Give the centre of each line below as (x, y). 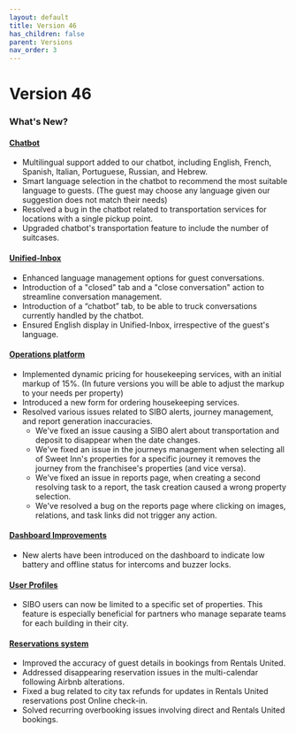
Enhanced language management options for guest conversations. (143, 278)
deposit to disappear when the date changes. (118, 440)
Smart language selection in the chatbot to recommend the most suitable (155, 181)
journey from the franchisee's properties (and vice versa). (140, 468)
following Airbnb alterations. (73, 682)
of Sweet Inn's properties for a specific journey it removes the (148, 459)
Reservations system (49, 644)
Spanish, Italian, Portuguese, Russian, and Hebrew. (114, 172)
